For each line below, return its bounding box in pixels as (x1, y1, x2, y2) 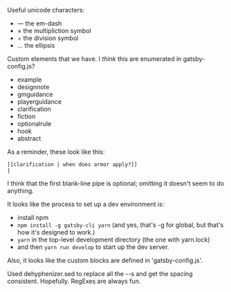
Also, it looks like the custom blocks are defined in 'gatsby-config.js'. (7, 256, 203, 264)
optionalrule (17, 120, 52, 127)
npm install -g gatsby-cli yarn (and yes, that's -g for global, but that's (17, 221, 224, 229)
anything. (7, 187, 35, 194)
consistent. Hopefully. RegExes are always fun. (7, 277, 141, 285)
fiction (17, 112, 36, 120)
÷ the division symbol (17, 34, 79, 42)
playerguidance (17, 98, 62, 106)
